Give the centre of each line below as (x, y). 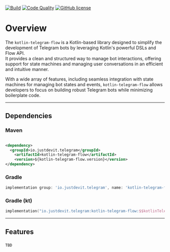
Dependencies (29, 116)
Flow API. (15, 53)
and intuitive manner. (27, 69)
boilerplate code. (23, 95)
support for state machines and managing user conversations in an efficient (84, 64)
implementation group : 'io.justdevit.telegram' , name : (64, 188)
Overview (26, 28)
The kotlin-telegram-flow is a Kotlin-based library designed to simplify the (84, 42)
